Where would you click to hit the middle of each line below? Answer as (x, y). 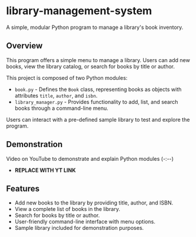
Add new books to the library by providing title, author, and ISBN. (94, 203)
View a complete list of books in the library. (67, 209)
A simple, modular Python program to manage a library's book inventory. (95, 27)
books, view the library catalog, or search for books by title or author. (91, 66)
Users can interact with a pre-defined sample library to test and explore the (98, 119)
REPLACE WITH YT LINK (45, 170)
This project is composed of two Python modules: (67, 77)
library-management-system (79, 11)
